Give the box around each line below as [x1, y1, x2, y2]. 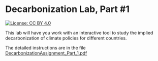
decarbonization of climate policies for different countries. [5, 35, 127, 41]
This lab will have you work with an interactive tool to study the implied [5, 29, 153, 35]
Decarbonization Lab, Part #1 [5, 3, 130, 15]
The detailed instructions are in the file [5, 44, 86, 50]
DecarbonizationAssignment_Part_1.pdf [5, 50, 87, 56]
